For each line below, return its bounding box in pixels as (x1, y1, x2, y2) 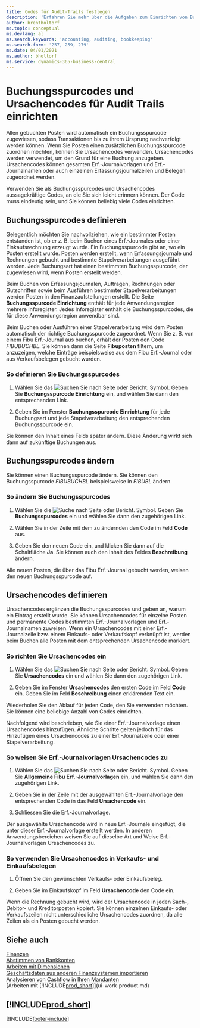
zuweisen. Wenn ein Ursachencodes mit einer (42, 625, 156, 632)
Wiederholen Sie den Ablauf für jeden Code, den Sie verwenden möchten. (6, 701, 188, 709)
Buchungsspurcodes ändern (6, 455, 115, 465)
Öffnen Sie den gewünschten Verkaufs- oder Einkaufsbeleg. (14, 875, 162, 883)
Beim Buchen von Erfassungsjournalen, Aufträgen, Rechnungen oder (6, 281, 176, 288)
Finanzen (6, 951, 29, 958)
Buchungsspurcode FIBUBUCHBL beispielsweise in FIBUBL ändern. (6, 478, 172, 485)
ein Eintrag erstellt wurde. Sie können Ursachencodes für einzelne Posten (6, 612, 187, 619)
